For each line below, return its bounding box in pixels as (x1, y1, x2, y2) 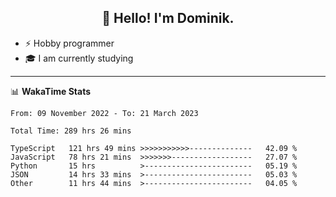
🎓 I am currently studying (24, 52, 134, 64)
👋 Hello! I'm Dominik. (101, 10, 235, 27)
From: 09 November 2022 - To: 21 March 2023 (10, 108, 199, 118)
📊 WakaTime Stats (10, 85, 92, 97)
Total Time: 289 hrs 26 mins (10, 126, 132, 136)
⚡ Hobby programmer (24, 37, 115, 49)
